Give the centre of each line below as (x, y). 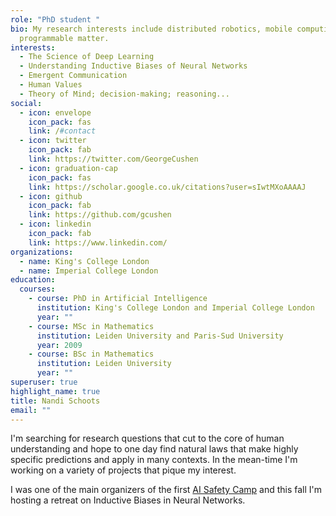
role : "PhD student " (55, 19)
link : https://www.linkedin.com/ (98, 242)
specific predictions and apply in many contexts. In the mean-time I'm (154, 460)
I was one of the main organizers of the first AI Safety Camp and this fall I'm (166, 490)
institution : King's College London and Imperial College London (175, 308)
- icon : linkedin (55, 224)
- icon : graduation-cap (68, 168)
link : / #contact (62, 131)
